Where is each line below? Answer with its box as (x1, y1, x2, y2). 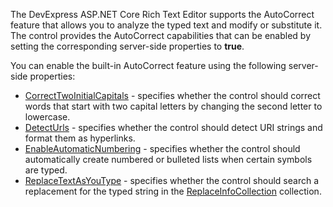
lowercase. (24, 111, 71, 123)
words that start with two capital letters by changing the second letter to (24, 100, 323, 112)
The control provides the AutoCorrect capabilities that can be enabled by (10, 30, 312, 41)
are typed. (24, 164, 68, 176)
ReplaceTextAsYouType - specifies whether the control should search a (24, 175, 320, 186)
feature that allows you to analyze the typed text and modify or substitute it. (10, 19, 323, 31)
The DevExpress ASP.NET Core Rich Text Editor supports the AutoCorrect (10, 9, 315, 20)
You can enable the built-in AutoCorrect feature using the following (10, 60, 287, 71)
